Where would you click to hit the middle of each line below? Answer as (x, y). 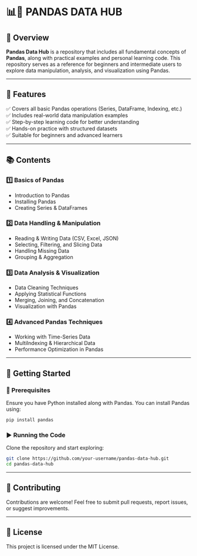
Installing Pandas (35, 202)
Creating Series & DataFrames (51, 207)
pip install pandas (30, 420)
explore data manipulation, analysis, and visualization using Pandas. (88, 71)
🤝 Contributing (33, 488)
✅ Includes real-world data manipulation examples (67, 115)
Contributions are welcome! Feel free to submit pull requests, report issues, (97, 502)
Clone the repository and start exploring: (55, 448)
